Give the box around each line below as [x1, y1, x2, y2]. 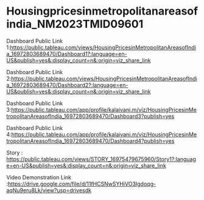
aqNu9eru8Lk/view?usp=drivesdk [6, 187, 92, 194]
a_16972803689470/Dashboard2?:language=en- [6, 81, 128, 89]
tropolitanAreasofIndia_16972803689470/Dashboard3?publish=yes [6, 112, 175, 120]
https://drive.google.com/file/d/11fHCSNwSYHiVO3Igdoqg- [8, 180, 157, 187]
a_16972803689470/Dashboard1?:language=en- [6, 50, 127, 57]
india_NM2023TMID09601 [6, 17, 144, 31]
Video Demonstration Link [6, 173, 72, 181]
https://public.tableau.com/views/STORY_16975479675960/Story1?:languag [6, 155, 197, 162]
